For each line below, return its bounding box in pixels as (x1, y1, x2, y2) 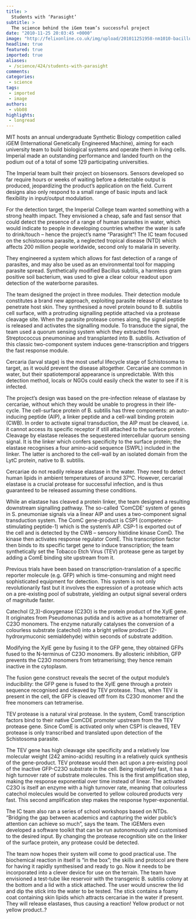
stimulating (6, 523, 33, 530)
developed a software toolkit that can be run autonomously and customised (6, 826, 188, 833)
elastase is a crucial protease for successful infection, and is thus (6, 481, 163, 488)
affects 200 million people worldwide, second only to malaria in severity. (6, 244, 180, 251)
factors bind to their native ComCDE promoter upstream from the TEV (6, 717, 174, 724)
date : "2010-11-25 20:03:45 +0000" (6, 30, 93, 36)
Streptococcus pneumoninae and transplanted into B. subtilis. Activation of (6, 334, 186, 341)
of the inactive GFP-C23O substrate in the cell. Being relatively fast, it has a (6, 766, 187, 773)
